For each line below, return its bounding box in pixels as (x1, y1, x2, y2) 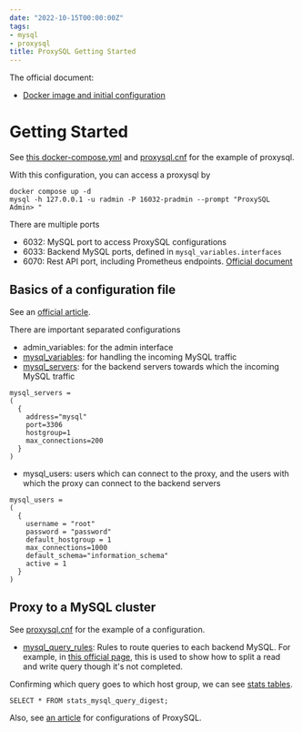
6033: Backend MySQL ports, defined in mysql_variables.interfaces (22, 247, 282, 258)
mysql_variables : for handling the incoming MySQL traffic (22, 351, 237, 362)
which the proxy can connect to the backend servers (22, 477, 221, 488)
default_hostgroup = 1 (25, 534, 112, 544)
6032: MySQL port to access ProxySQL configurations (22, 237, 227, 248)
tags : (9, 22, 30, 31)
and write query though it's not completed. (22, 661, 184, 672)
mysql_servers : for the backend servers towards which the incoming (22, 361, 280, 371)
